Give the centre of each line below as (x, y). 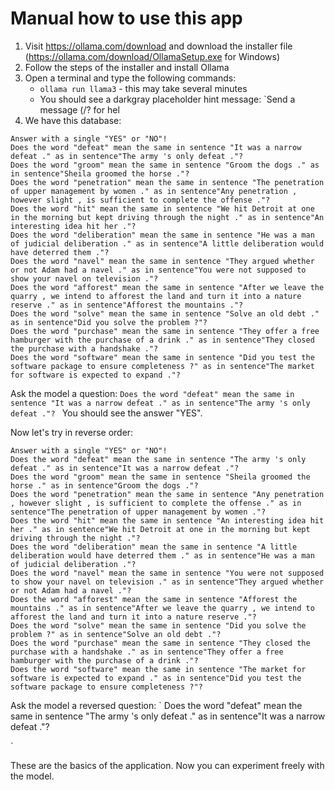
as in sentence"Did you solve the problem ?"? (109, 322)
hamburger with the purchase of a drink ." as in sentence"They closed (162, 340)
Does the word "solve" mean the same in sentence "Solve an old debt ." (165, 313)
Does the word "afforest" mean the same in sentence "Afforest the (154, 599)
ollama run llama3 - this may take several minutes (143, 88)
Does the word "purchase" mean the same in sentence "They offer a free (165, 331)
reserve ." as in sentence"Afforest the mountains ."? (127, 305)
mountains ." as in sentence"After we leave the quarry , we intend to (162, 608)
